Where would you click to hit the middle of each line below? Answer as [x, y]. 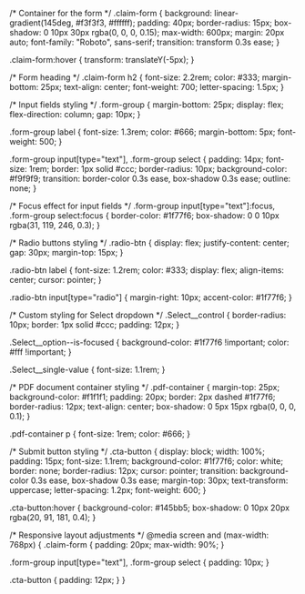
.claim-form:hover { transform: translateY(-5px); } [102, 60]
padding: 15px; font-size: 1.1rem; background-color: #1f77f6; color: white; [147, 461]
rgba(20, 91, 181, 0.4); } [53, 517]
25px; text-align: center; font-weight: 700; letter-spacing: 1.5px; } [163, 87]
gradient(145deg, [42, 23]
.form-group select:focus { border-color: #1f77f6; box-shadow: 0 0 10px [144, 216]
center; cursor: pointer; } [56, 280]
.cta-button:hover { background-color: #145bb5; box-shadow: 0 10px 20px [149, 508]
